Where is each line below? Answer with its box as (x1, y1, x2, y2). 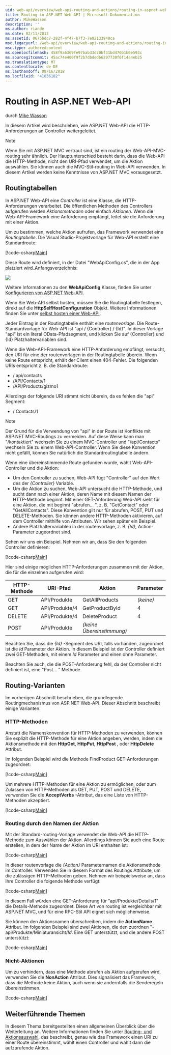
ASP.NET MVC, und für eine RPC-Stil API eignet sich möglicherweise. (5, 909, 151, 915)
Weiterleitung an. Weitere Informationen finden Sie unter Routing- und (5, 1029, 152, 1035)
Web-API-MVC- (132, 147, 166, 153)
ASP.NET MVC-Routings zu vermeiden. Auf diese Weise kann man (5, 433, 145, 439)
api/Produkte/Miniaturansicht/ (5, 929, 68, 935)
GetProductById (82, 604, 121, 611)
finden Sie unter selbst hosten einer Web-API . (5, 310, 101, 316)
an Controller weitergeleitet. (38, 128, 97, 134)
